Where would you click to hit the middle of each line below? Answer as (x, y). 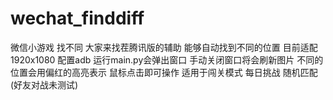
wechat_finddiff (77, 18)
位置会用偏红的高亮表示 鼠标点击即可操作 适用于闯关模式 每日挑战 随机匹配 (164, 72)
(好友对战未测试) (44, 84)
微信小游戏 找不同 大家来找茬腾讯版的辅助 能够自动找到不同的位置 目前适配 (164, 47)
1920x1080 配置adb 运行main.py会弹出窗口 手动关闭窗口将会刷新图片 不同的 (167, 59)
